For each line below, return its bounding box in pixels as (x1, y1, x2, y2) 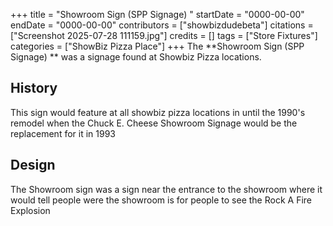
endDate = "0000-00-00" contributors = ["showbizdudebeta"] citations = (10, 19, 314, 31)
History (10, 80, 58, 97)
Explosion (10, 204, 51, 216)
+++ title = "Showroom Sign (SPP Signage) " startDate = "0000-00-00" (10, 9, 305, 20)
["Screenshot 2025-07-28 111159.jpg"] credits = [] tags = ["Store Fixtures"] (10, 30, 318, 41)
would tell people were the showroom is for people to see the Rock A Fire (10, 194, 312, 206)
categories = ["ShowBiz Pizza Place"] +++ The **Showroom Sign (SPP (10, 40, 305, 52)
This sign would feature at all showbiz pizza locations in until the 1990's (10, 106, 306, 118)
